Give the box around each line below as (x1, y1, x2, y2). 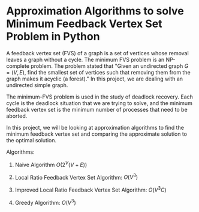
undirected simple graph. (6, 81, 68, 88)
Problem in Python (6, 30, 100, 43)
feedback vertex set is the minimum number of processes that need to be (6, 106, 188, 113)
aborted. (6, 112, 28, 120)
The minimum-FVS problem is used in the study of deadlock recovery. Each (6, 93, 194, 100)
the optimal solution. (6, 136, 57, 144)
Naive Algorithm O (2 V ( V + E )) (14, 160, 88, 168)
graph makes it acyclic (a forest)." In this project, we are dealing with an (6, 75, 183, 82)
